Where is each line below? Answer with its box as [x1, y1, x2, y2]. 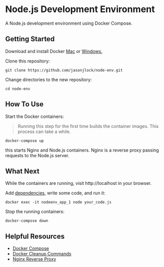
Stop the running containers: [5, 209, 65, 215]
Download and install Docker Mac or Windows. [5, 48, 102, 54]
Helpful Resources [5, 232, 65, 240]
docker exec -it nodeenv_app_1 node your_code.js [5, 200, 112, 205]
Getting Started [5, 35, 55, 43]
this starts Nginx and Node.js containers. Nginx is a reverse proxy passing [5, 147, 159, 153]
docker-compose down [5, 218, 49, 224]
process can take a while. [17, 128, 71, 135]
